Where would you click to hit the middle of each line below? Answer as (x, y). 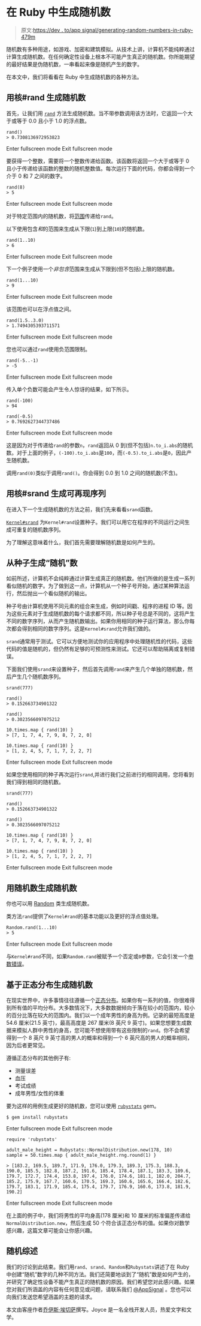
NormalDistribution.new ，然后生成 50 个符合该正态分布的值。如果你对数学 (98, 1223)
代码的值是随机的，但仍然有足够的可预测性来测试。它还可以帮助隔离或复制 (98, 649)
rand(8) (16, 187)
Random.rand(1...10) (32, 928)
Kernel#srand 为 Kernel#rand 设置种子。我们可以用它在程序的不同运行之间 (95, 522)
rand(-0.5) (20, 416)
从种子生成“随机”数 (42, 562)
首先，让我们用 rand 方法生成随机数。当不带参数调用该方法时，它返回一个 (97, 113)
